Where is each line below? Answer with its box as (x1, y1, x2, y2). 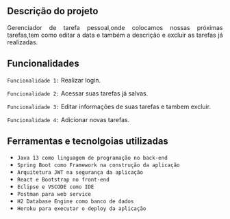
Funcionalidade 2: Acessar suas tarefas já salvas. (7, 89, 149, 98)
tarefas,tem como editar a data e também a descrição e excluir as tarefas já (7, 31, 223, 39)
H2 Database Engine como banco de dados (16, 198, 134, 205)
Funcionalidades (7, 58, 80, 70)
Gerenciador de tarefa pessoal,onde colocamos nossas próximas (7, 23, 223, 31)
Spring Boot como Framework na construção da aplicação (16, 162, 180, 169)
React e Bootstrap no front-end (16, 177, 110, 184)
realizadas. (7, 38, 38, 46)
